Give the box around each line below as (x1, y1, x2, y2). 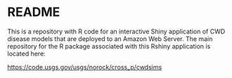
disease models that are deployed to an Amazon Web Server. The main (7, 34, 213, 42)
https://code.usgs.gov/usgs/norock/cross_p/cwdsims (7, 63, 162, 71)
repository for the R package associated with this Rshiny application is (7, 42, 211, 50)
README (7, 4, 60, 20)
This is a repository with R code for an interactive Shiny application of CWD (7, 27, 226, 36)
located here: (7, 49, 46, 58)
